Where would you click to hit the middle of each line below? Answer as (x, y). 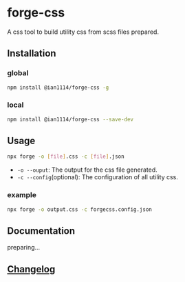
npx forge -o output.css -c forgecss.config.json (80, 209)
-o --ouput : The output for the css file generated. (87, 170)
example (22, 195)
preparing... (24, 248)
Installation (32, 53)
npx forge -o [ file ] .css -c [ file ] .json (66, 157)
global (18, 73)
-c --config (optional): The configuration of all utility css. (98, 177)
